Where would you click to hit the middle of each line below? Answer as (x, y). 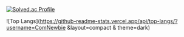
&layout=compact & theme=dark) (109, 28)
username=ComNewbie (36, 28)
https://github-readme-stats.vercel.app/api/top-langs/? (109, 21)
